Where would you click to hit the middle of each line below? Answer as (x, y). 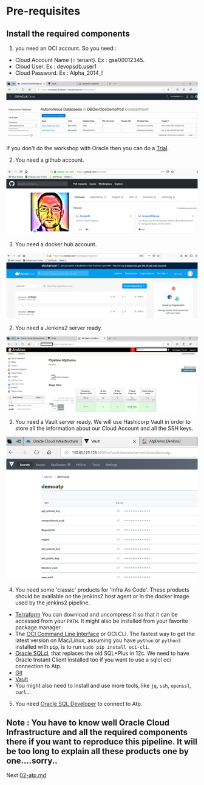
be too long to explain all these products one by (98, 751)
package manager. (39, 627)
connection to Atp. (38, 666)
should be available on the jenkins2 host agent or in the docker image (102, 596)
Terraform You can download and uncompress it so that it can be (96, 614)
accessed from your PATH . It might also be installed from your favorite (101, 621)
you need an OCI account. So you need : (66, 48)
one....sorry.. (32, 761)
